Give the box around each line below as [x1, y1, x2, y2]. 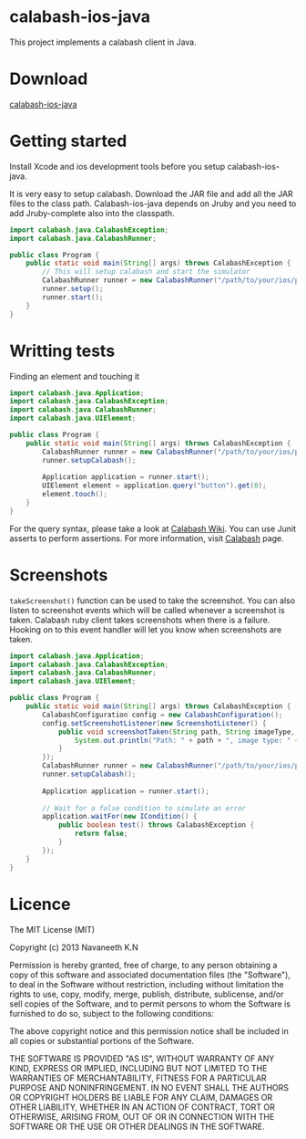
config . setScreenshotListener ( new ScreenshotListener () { [42, 718, 267, 727]
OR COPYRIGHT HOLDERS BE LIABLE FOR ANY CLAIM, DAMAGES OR [9, 1092, 273, 1102]
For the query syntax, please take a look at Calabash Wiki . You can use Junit [9, 523, 297, 534]
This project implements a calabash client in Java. [9, 37, 198, 47]
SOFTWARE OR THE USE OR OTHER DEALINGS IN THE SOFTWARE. [9, 1121, 265, 1132]
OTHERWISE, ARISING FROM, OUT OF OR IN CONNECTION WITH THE [9, 1111, 275, 1122]
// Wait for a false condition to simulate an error [42, 803, 247, 813]
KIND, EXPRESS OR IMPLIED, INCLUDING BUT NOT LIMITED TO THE [9, 1062, 268, 1073]
